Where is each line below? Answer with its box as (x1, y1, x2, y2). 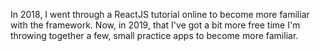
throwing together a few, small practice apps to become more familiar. (10, 30, 299, 41)
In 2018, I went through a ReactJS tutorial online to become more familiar (10, 9, 310, 20)
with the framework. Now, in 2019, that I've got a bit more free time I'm (10, 19, 301, 31)
